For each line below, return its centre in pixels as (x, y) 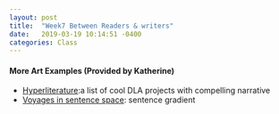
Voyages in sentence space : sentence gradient (109, 100)
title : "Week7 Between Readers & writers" (92, 26)
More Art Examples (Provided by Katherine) (92, 70)
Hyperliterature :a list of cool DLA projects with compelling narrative (146, 91)
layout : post (34, 17)
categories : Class (43, 42)
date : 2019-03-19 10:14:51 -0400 (76, 34)
